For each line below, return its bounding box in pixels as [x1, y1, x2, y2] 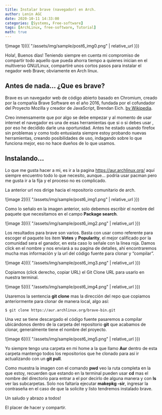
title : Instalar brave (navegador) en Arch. [5, 7, 96, 12]
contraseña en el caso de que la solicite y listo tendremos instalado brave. [5, 385, 153, 391]
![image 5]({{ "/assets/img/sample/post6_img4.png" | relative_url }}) [5, 283, 140, 289]
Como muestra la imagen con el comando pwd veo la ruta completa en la [5, 365, 151, 371]
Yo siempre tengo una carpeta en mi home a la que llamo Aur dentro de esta [5, 345, 158, 351]
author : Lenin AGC [5, 12, 42, 17]
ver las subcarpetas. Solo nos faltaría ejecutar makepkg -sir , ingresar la [5, 381, 148, 386]
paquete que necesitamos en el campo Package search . [5, 211, 118, 216]
